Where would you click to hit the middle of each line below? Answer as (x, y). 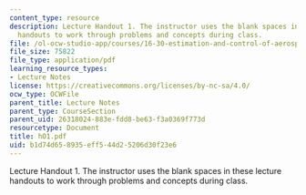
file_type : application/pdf (63, 60)
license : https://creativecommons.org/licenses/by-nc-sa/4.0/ (130, 86)
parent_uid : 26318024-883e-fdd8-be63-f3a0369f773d (107, 119)
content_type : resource (55, 18)
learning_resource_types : (58, 69)
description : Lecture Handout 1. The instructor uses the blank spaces (148, 26)
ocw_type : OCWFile (44, 94)
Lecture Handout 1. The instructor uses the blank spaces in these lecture (146, 170)
